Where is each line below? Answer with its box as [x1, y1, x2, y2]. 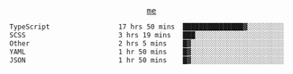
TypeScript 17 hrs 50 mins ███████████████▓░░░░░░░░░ [9, 22, 284, 31]
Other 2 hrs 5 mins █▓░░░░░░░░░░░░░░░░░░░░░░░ [9, 38, 284, 48]
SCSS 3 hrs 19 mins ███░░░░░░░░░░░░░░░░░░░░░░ [9, 30, 284, 39]
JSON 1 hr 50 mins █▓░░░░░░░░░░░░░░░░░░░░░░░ [9, 55, 284, 64]
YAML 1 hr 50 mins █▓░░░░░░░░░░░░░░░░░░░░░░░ [9, 47, 284, 56]
